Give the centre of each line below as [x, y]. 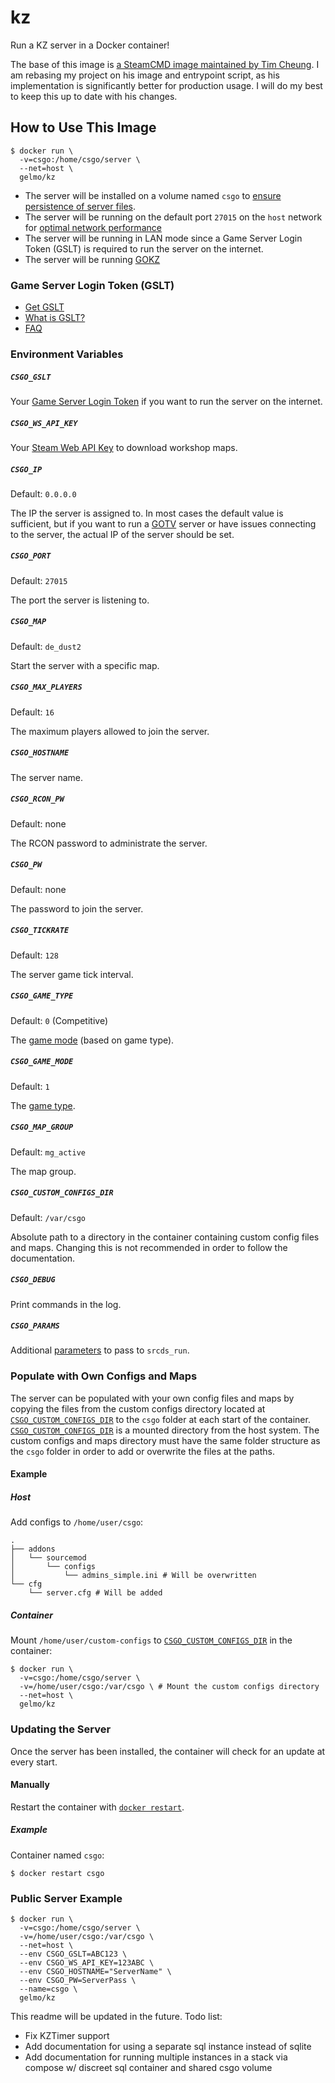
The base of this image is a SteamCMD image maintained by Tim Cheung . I [165, 64]
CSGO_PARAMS [35, 1326]
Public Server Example [66, 1898]
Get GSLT [44, 307]
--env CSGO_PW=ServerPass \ [78, 1981]
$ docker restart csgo [57, 1873]
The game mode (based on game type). [92, 1040]
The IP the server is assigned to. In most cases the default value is [147, 513]
